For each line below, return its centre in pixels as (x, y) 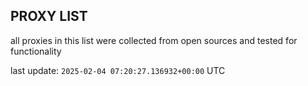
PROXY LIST (49, 16)
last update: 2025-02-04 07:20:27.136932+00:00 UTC (118, 70)
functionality (36, 51)
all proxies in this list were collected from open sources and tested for (154, 40)
